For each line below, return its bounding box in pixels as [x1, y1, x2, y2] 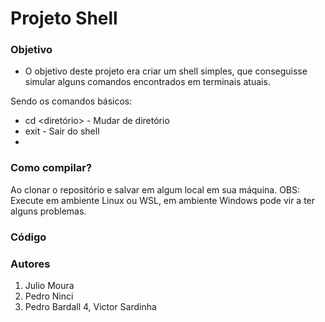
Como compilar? [10, 161, 93, 175]
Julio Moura [24, 280, 75, 291]
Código [10, 230, 47, 244]
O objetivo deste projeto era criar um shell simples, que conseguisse [24, 65, 308, 77]
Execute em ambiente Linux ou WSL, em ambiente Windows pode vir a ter [10, 194, 316, 206]
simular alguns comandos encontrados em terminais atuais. [24, 76, 271, 88]
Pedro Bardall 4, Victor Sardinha [24, 301, 157, 312]
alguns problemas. [10, 205, 87, 217]
